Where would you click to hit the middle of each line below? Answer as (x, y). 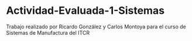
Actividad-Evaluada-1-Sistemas (85, 11)
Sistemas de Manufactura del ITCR (48, 32)
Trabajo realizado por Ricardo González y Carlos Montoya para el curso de (96, 27)
